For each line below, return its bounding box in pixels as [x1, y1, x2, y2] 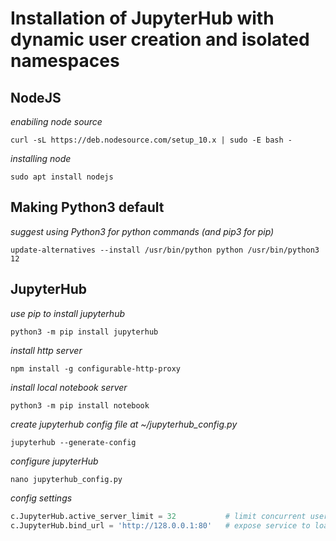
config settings [10, 492, 73, 504]
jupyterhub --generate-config [10, 437, 137, 447]
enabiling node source [10, 116, 103, 127]
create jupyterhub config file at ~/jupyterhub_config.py [10, 418, 238, 430]
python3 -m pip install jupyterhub [10, 327, 159, 337]
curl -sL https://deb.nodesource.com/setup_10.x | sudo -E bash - [10, 135, 293, 145]
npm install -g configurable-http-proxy [10, 363, 182, 374]
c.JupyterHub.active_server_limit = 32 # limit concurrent [10, 511, 307, 521]
